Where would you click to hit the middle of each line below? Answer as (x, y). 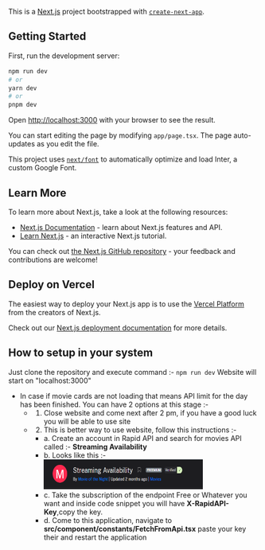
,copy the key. (80, 512)
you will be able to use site (87, 421)
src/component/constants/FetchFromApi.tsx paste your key (145, 529)
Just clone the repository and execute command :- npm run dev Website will (132, 372)
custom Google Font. (43, 168)
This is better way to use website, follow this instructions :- (140, 430)
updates (22, 144)
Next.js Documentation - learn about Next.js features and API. (121, 227)
